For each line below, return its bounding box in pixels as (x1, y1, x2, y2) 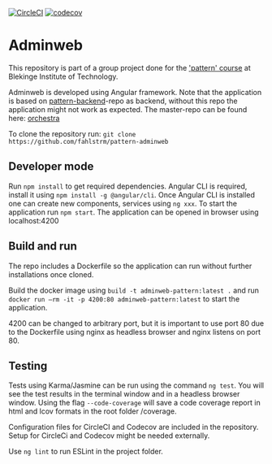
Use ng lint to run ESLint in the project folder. (8, 447, 164, 457)
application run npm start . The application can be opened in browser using (8, 207, 259, 217)
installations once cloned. (8, 269, 94, 280)
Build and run (8, 240, 77, 254)
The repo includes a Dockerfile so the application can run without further (8, 261, 253, 271)
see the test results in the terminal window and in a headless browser (8, 389, 240, 399)
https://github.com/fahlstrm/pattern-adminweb (8, 137, 169, 145)
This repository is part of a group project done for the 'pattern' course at (8, 63, 252, 72)
